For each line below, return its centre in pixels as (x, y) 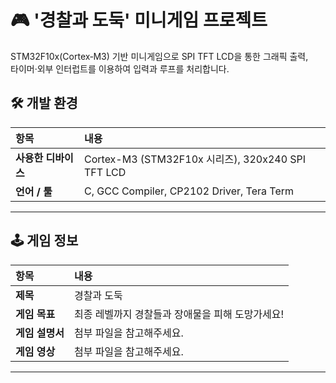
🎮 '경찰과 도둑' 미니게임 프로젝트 (139, 20)
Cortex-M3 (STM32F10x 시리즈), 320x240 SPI (195, 159)
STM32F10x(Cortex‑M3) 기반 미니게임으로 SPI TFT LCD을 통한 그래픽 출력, (159, 56)
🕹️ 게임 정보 (44, 241)
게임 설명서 (40, 333)
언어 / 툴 (34, 191)
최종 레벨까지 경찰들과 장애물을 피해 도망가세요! (179, 314)
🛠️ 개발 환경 (44, 103)
